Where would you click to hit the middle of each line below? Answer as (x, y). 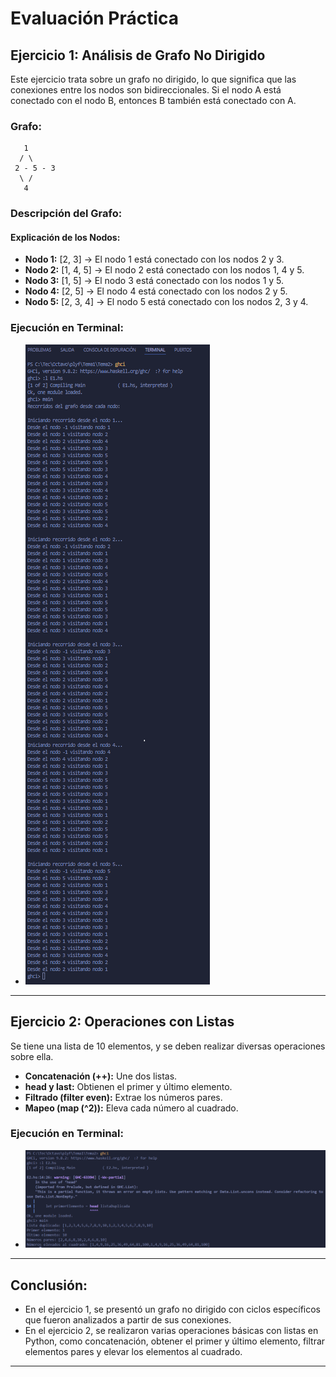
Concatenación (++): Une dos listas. (101, 1076)
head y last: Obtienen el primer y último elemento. (128, 1086)
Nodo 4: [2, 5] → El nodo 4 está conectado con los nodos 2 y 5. (156, 291)
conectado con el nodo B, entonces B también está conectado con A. (153, 100)
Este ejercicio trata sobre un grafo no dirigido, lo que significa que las (153, 79)
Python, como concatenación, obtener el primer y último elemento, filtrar (175, 1341)
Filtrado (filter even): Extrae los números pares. (123, 1097)
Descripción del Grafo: (66, 214)
